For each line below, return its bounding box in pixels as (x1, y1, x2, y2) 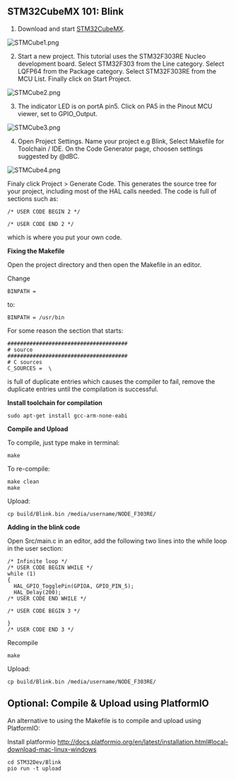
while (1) (7, 570, 37, 577)
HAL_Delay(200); (13, 588, 61, 596)
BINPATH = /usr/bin (7, 314, 65, 321)
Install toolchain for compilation (7, 398, 102, 406)
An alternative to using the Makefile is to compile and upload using (7, 716, 201, 724)
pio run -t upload (7, 765, 61, 772)
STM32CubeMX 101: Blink (7, 6, 124, 18)
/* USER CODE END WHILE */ (7, 595, 87, 602)
